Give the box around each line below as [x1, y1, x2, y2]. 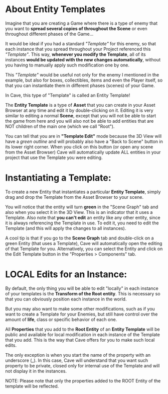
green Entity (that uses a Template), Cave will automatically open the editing [5, 240, 162, 246]
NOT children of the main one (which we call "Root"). [5, 123, 115, 129]
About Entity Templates [5, 4, 106, 15]
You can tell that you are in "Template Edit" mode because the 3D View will [5, 133, 162, 139]
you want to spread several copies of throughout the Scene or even [5, 25, 148, 31]
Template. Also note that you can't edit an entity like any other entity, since [5, 214, 160, 220]
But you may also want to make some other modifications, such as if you [5, 305, 155, 311]
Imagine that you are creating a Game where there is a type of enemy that [5, 20, 158, 26]
